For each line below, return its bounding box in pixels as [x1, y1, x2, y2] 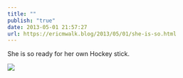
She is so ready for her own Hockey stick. [7, 50, 130, 58]
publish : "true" [7, 17, 56, 24]
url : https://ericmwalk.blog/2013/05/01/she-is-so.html [7, 30, 177, 38]
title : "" [7, 10, 37, 18]
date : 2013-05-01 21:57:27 [7, 23, 88, 30]
